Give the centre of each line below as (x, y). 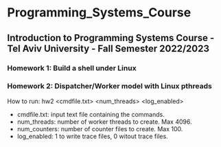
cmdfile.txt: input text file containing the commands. (91, 114)
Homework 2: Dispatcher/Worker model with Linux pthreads (110, 86)
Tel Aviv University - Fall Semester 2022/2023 (108, 48)
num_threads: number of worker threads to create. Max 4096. (104, 122)
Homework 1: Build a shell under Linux (72, 68)
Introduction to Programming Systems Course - (111, 38)
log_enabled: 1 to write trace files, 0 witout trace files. (92, 136)
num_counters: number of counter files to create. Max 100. (100, 129)
